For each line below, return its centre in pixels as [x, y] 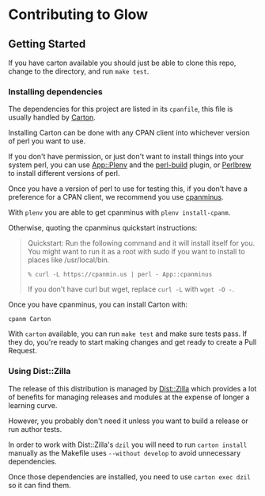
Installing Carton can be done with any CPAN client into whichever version [129, 133]
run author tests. [35, 429]
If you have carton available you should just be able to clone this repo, [122, 63]
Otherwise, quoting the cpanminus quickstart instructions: [103, 228]
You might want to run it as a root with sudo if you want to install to [136, 252]
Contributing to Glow [78, 15]
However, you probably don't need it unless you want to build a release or [129, 421]
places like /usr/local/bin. [68, 260]
